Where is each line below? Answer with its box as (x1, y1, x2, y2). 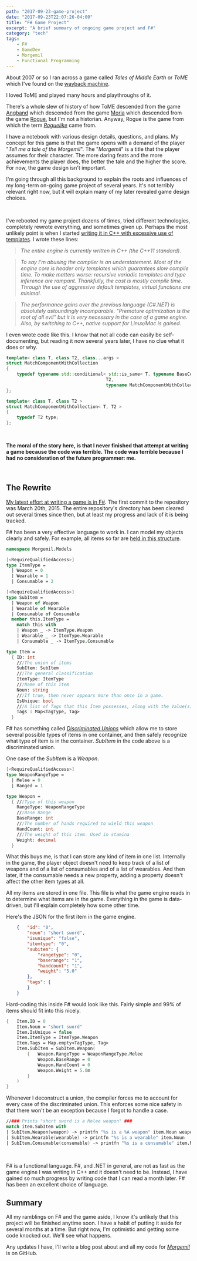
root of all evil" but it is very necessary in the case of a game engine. (20, 313, 188, 321)
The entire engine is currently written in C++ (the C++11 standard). (20, 247, 182, 254)
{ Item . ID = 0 (6, 1018, 46, 1024)
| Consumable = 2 (11, 579, 54, 585)
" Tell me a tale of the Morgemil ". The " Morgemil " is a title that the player (6, 145, 180, 153)
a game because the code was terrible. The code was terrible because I (6, 449, 184, 455)
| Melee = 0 (11, 777, 41, 783)
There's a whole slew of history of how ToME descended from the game (6, 103, 181, 110)
